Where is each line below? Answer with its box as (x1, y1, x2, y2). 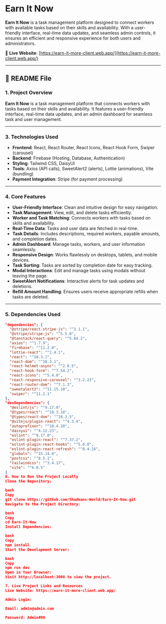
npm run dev (5, 566, 30, 570)
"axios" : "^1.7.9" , (9, 340, 50, 346)
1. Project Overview (5, 89, 53, 96)
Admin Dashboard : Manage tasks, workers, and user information (12, 241, 145, 247)
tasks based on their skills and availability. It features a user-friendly (5, 106, 144, 112)
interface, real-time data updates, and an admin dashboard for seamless (5, 111, 153, 117)
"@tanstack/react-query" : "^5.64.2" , (9, 336, 87, 341)
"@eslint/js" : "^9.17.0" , (9, 405, 63, 410)
